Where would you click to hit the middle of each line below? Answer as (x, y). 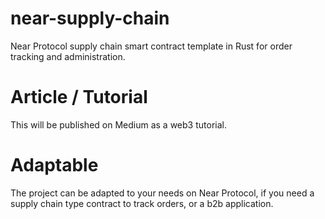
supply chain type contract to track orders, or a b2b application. (142, 203)
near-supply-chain (90, 18)
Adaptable (54, 165)
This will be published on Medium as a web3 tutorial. (118, 124)
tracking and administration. (68, 56)
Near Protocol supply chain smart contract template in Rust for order (151, 46)
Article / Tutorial (79, 97)
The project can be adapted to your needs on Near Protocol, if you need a (162, 193)
